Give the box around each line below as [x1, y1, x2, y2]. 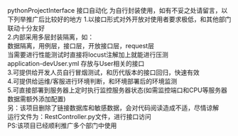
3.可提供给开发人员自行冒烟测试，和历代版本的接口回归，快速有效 [7, 68, 200, 76]
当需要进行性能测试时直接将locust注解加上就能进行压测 [7, 50, 169, 59]
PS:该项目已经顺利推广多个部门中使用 [7, 121, 117, 130]
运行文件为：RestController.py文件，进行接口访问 [7, 113, 151, 120]
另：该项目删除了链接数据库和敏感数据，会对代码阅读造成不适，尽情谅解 [7, 103, 219, 112]
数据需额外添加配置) [7, 95, 66, 103]
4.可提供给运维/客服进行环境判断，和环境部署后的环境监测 [7, 77, 178, 85]
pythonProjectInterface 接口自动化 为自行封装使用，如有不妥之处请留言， [7, 6, 222, 14]
